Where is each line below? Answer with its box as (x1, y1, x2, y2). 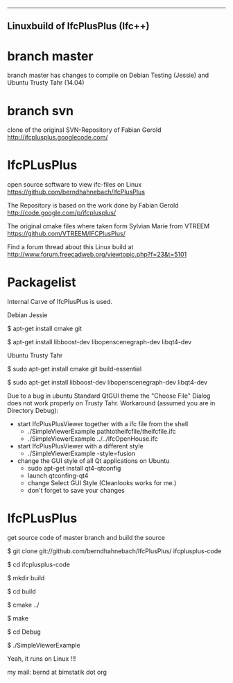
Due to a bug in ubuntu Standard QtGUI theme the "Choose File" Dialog (7, 391, 211, 400)
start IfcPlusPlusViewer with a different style (17, 442, 144, 450)
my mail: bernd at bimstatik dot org (7, 668, 107, 677)
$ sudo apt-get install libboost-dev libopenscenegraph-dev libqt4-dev (7, 378, 208, 387)
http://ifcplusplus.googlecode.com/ (7, 133, 108, 142)
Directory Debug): (7, 407, 59, 415)
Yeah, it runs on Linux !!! (7, 655, 76, 663)
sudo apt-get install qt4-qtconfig (27, 464, 121, 473)
